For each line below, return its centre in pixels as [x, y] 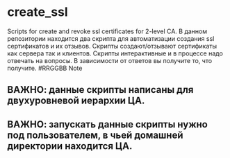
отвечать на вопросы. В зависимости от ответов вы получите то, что [110, 60]
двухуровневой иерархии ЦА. [76, 101]
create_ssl [38, 12]
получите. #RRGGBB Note [45, 68]
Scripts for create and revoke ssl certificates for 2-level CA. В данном [107, 31]
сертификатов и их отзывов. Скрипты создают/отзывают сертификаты [112, 46]
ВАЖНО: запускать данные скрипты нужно [108, 124]
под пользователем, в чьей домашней [95, 135]
